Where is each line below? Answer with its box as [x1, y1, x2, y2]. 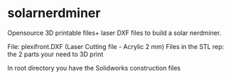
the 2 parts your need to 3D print [7, 50, 104, 58]
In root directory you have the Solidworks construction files [7, 63, 181, 72]
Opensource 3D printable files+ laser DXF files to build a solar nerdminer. [7, 28, 222, 37]
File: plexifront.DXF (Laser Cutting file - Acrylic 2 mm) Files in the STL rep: [7, 42, 225, 51]
